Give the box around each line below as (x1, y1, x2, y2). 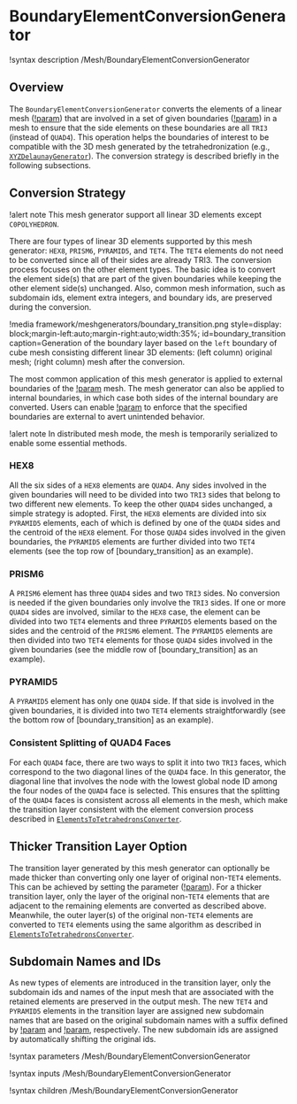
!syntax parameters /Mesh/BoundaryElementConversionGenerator (9, 1051, 251, 1062)
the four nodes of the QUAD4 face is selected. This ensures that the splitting (9, 785, 280, 796)
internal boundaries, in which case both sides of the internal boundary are (9, 392, 278, 403)
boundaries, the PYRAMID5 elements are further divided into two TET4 (9, 536, 255, 546)
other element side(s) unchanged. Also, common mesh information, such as (9, 282, 286, 293)
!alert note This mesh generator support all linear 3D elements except (9, 209, 263, 220)
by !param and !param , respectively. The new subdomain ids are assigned (9, 1024, 278, 1035)
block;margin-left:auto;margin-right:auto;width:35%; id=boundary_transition (9, 328, 286, 338)
